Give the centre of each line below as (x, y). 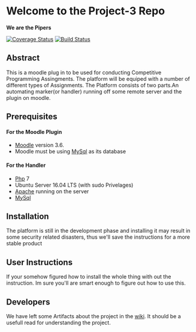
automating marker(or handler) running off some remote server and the (94, 92)
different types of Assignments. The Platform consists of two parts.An (93, 85)
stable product (24, 243)
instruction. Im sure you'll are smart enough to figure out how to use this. (96, 283)
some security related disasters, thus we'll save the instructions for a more (98, 237)
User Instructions (40, 262)
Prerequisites (32, 117)
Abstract (23, 58)
